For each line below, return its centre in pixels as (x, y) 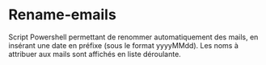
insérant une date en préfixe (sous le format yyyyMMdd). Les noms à (123, 45)
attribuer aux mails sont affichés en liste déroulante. (95, 54)
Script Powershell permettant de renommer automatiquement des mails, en (133, 37)
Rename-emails (63, 15)
